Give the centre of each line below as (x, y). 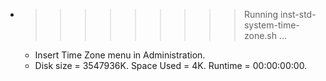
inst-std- (298, 14)
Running (261, 14)
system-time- (271, 25)
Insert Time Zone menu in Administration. (120, 55)
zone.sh (260, 35)
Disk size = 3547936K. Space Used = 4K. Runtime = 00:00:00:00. (171, 65)
